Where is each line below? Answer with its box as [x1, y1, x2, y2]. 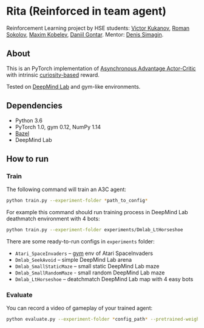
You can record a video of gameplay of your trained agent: [6, 304, 153, 312]
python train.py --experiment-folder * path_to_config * [6, 198, 148, 204]
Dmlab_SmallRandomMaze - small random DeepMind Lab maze [15, 269, 165, 276]
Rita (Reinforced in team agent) [6, 4, 167, 18]
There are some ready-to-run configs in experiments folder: [6, 238, 155, 245]
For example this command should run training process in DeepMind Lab [6, 209, 188, 216]
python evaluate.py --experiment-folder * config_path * [6, 316, 148, 323]
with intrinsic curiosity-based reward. [6, 71, 100, 79]
